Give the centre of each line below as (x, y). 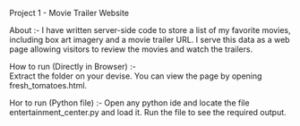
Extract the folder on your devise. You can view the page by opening (136, 76)
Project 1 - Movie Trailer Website (69, 13)
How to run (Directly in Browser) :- (73, 67)
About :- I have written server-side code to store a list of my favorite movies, (150, 30)
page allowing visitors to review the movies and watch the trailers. (131, 49)
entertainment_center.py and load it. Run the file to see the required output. (148, 112)
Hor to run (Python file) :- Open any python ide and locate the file (129, 103)
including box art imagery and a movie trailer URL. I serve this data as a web (150, 40)
